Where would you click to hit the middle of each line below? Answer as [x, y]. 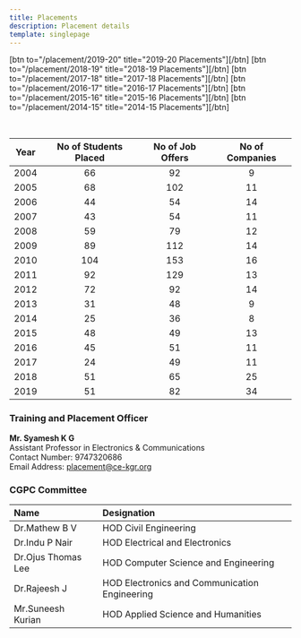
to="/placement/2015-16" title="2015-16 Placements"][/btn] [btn [128, 98]
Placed [90, 158]
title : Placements [43, 17]
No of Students [90, 147]
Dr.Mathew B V [46, 528]
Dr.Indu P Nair [43, 542]
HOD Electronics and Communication [181, 582]
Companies [252, 158]
